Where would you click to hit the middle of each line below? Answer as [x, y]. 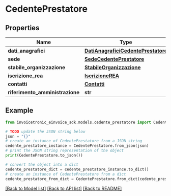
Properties [22, 28]
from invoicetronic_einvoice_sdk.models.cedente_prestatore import [78, 122]
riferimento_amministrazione [44, 92]
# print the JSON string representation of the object [65, 151]
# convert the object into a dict [42, 164]
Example [19, 111]
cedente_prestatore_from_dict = [39, 179]
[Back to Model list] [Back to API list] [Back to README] [64, 189]
